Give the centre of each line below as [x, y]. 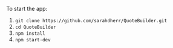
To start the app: [27, 9]
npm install [30, 34]
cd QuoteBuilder [35, 27]
